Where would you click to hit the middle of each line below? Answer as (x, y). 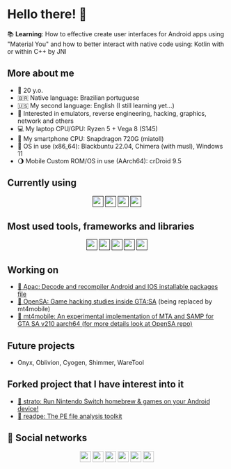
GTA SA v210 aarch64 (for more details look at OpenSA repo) (105, 324)
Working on (33, 270)
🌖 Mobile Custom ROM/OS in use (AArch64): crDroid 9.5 (99, 161)
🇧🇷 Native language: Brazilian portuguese (78, 98)
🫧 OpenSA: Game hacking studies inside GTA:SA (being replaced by (114, 301)
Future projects (41, 346)
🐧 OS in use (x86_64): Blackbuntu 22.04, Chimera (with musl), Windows (120, 146)
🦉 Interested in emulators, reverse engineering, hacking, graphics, (112, 113)
